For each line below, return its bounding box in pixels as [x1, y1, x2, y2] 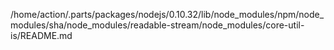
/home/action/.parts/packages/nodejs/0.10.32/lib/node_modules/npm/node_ [10, 9, 325, 20]
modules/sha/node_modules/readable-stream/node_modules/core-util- [10, 19, 305, 31]
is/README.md [10, 30, 73, 41]
